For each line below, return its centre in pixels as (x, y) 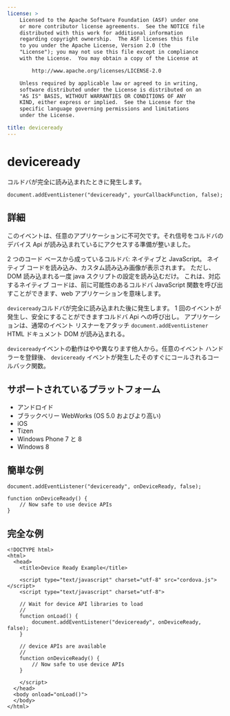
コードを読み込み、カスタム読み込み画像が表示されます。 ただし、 (121, 267)
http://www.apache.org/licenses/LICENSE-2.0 (97, 71)
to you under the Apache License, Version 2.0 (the (95, 45)
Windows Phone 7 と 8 (50, 439)
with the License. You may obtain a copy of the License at (109, 59)
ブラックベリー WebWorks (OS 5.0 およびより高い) (89, 416)
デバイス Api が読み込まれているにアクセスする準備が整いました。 (101, 244)
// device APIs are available (63, 646)
